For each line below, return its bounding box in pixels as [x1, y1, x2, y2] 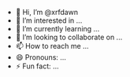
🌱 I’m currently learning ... [15, 24, 100, 33]
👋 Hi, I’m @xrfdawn [15, 8, 79, 16]
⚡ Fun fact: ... [15, 61, 59, 71]
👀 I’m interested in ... [15, 16, 83, 25]
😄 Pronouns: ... [15, 53, 67, 62]
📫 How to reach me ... [15, 42, 89, 50]
